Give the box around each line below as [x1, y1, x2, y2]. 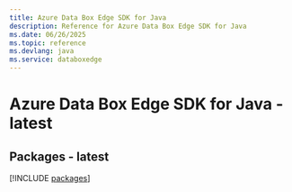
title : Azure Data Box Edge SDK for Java [9, 13, 167, 23]
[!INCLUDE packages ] [9, 173, 91, 183]
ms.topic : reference [9, 38, 87, 48]
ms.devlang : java [9, 47, 75, 56]
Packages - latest [9, 149, 110, 164]
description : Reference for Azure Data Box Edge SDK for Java [9, 22, 247, 31]
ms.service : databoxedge [9, 55, 102, 64]
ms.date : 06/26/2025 [9, 30, 87, 39]
